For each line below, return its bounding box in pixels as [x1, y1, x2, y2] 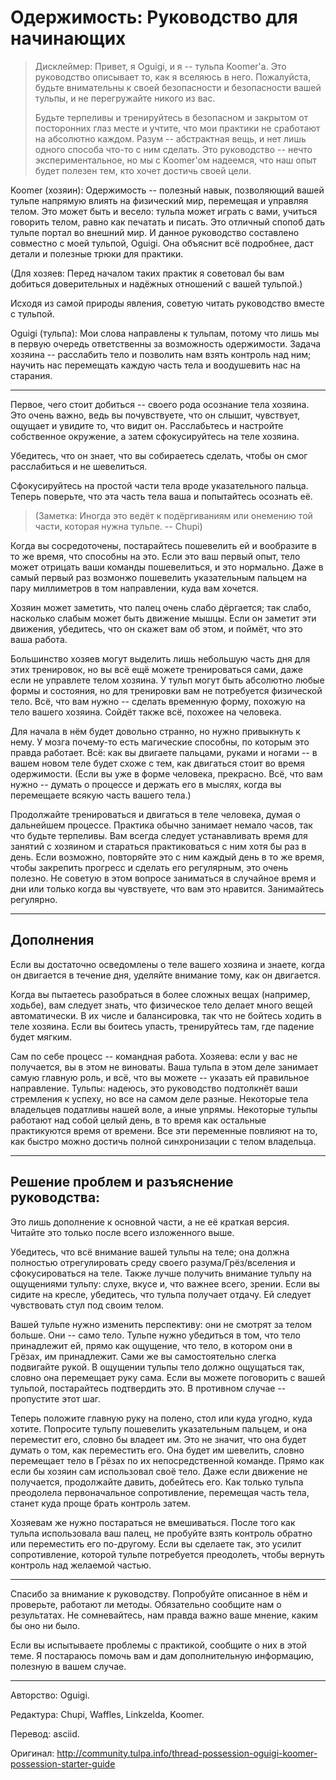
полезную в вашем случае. [10, 1660, 127, 1672]
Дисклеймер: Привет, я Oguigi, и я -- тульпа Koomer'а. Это [34, 60, 287, 72]
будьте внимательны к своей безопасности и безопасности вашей [34, 81, 322, 93]
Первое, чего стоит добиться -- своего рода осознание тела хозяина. [10, 398, 310, 410]
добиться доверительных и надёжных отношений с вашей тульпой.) [10, 277, 303, 290]
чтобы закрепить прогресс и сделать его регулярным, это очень [10, 861, 289, 873]
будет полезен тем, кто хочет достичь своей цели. [34, 164, 252, 176]
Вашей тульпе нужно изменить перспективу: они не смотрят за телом [10, 1318, 313, 1330]
